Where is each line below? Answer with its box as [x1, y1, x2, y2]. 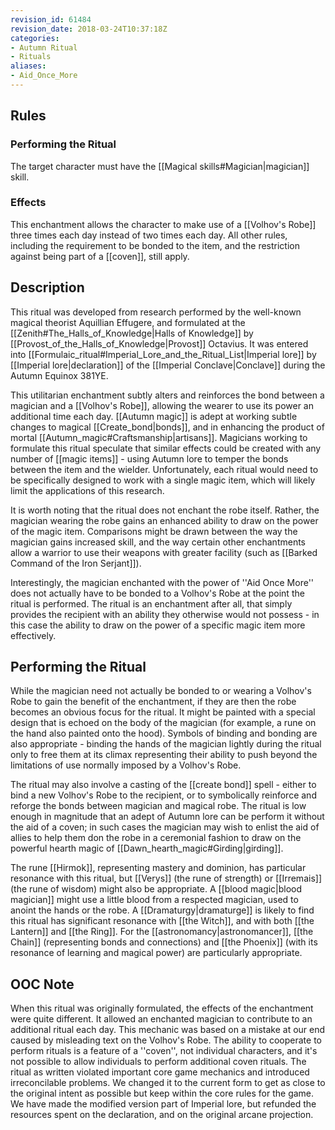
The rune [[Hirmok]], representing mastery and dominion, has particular [10, 862, 307, 874]
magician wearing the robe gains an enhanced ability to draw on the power [10, 514, 319, 526]
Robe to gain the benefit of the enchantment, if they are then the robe [10, 696, 297, 708]
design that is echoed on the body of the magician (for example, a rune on [10, 717, 317, 729]
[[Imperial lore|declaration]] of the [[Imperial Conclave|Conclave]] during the [10, 359, 326, 371]
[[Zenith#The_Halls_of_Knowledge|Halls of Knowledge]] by [10, 327, 254, 339]
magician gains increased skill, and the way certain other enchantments [10, 536, 306, 548]
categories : [10, 33, 60, 43]
